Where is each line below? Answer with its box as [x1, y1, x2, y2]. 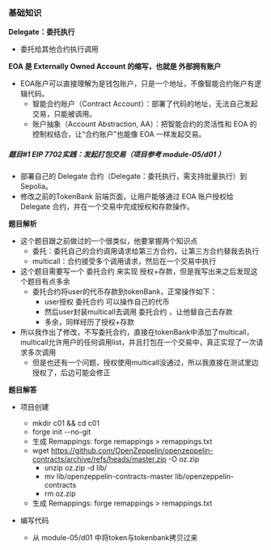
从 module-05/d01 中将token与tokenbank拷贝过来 [32, 533, 198, 543]
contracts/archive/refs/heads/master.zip [32, 454, 167, 464]
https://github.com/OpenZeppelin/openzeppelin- [51, 446, 214, 455]
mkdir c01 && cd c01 [32, 419, 100, 428]
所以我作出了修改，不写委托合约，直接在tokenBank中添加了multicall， [19, 327, 254, 337]
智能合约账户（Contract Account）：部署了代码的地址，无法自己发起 [32, 99, 258, 109]
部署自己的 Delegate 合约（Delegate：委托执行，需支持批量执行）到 [19, 172, 248, 181]
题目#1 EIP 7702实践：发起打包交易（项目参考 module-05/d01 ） [8, 149, 225, 159]
